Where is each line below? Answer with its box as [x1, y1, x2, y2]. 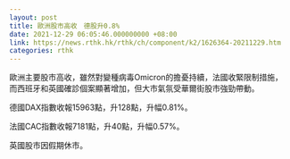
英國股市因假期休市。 [9, 140, 87, 151]
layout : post [9, 13, 58, 22]
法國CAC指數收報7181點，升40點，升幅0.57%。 [9, 121, 185, 132]
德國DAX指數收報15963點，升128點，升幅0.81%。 [9, 102, 194, 113]
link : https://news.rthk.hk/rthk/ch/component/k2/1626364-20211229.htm [9, 38, 281, 47]
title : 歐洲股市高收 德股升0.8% [9, 21, 120, 30]
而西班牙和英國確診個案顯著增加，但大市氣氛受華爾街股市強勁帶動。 [9, 83, 260, 94]
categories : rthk [9, 46, 74, 55]
